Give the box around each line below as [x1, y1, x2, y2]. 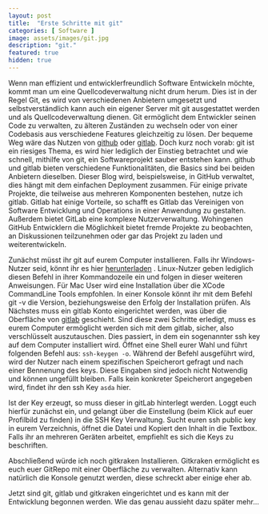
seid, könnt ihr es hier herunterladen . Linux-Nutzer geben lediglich [32, 263, 254, 273]
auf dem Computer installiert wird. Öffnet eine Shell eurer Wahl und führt [8, 340, 248, 349]
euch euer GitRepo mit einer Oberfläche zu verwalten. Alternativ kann [8, 464, 238, 474]
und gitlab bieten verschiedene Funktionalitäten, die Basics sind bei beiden [8, 163, 255, 173]
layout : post [8, 11, 52, 20]
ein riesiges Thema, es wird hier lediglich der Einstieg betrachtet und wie [8, 145, 249, 156]
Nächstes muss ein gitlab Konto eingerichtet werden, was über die [8, 305, 227, 316]
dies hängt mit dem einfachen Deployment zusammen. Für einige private [8, 180, 248, 189]
